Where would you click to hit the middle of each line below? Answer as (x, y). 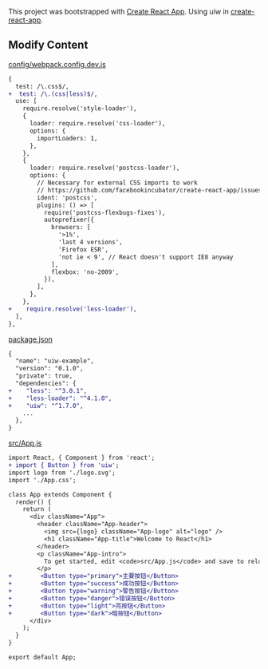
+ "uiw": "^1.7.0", (46, 406)
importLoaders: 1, (67, 138)
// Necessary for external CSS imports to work (117, 183)
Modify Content (48, 45)
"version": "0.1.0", (49, 369)
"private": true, (44, 376)
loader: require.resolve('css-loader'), (97, 124)
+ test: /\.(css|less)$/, (53, 94)
